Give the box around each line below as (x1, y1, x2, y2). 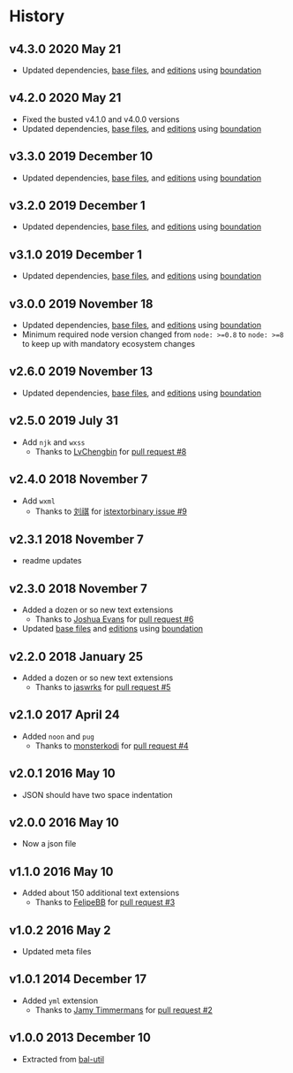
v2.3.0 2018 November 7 (9, 581, 147, 596)
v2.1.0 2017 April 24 (9, 708, 121, 723)
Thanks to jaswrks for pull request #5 (34, 681, 171, 692)
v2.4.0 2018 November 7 (9, 471, 148, 487)
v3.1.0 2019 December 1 (9, 247, 143, 262)
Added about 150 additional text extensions (21, 887, 180, 899)
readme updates (21, 556, 82, 566)
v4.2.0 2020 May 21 (9, 90, 122, 105)
